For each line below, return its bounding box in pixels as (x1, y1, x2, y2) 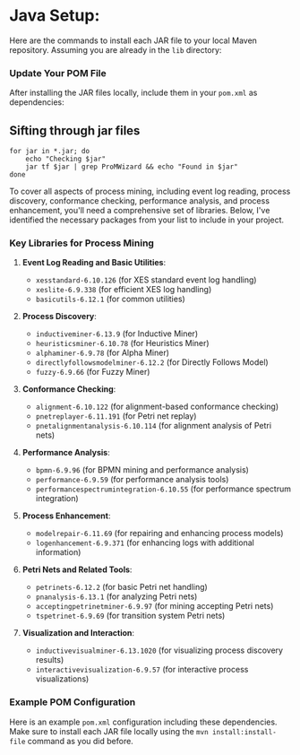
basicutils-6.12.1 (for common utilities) (35, 293, 185, 305)
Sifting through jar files (9, 123, 141, 138)
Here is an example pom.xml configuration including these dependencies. (9, 716, 278, 727)
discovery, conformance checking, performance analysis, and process (9, 195, 270, 206)
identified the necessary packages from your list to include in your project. (9, 214, 285, 225)
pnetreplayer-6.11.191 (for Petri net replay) (35, 411, 197, 421)
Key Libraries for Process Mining (9, 237, 155, 249)
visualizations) (35, 673, 90, 684)
